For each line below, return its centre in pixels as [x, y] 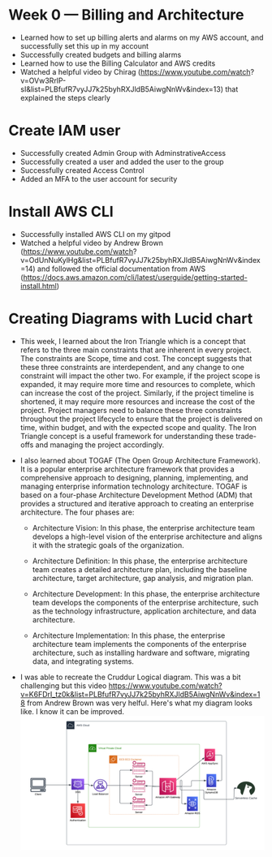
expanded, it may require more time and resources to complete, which [138, 384]
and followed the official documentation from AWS [121, 269]
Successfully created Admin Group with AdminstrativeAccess [123, 153]
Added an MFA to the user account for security [99, 179]
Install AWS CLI [61, 212]
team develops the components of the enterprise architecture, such [145, 602]
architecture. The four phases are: [77, 512]
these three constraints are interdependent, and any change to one [132, 367]
